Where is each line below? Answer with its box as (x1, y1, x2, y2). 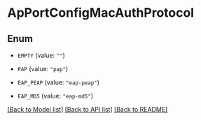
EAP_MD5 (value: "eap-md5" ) (17, 92, 93, 100)
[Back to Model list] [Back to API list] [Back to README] (7, 105, 168, 113)
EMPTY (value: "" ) (17, 51, 65, 59)
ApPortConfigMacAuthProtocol (7, 5, 195, 21)
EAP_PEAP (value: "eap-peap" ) (17, 78, 100, 87)
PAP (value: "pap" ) (17, 65, 69, 73)
